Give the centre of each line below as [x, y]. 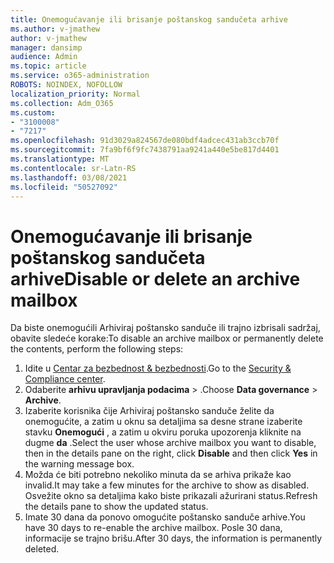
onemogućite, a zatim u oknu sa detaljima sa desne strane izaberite [163, 422]
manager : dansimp [46, 47]
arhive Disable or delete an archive [155, 278]
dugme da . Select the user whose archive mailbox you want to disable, [170, 443]
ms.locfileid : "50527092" [64, 187]
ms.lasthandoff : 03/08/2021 [69, 177]
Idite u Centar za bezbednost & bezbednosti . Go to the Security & [158, 368]
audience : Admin [44, 57]
